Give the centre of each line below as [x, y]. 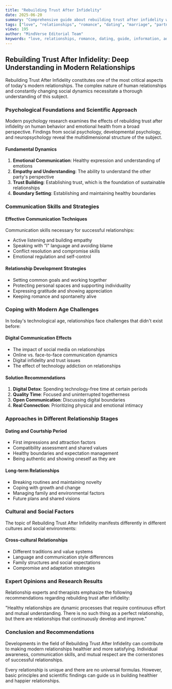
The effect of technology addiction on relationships [67, 366]
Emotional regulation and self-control [52, 257]
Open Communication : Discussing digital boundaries [69, 400]
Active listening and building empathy [52, 240]
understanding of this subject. [37, 96]
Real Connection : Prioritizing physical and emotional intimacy [78, 405]
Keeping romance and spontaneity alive [55, 296]
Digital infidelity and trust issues [47, 360]
